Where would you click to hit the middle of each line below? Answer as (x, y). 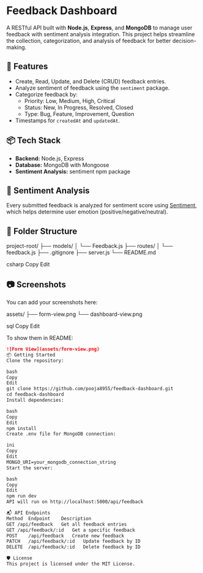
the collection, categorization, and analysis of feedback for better (89, 40)
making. (17, 47)
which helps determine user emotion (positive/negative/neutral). (87, 212)
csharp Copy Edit (28, 264)
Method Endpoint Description (49, 518)
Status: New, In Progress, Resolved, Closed (79, 107)
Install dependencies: (35, 400)
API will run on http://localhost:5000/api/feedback (75, 502)
